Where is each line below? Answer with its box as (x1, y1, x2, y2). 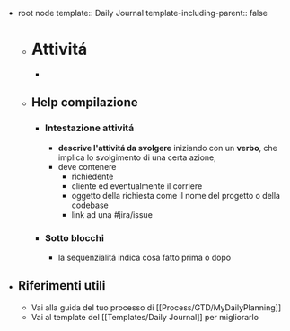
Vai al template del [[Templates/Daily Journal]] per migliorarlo (31, 311, 259, 322)
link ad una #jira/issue (71, 209, 153, 219)
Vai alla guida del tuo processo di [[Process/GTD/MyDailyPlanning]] (31, 301, 282, 313)
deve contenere (57, 161, 117, 172)
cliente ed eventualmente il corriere (71, 180, 203, 192)
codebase (71, 200, 110, 210)
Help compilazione (31, 94, 139, 111)
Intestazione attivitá (44, 121, 135, 134)
